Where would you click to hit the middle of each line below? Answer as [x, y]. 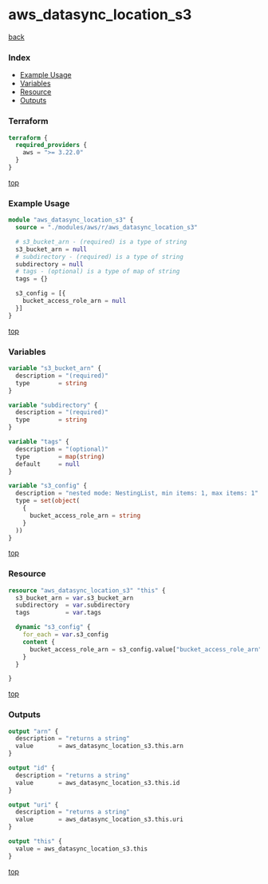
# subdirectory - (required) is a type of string [99, 257]
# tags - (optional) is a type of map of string [98, 272]
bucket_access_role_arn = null [75, 301]
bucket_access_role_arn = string [85, 516]
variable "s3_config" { [48, 486]
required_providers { [51, 145]
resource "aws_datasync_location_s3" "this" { [87, 590]
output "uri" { [33, 805]
